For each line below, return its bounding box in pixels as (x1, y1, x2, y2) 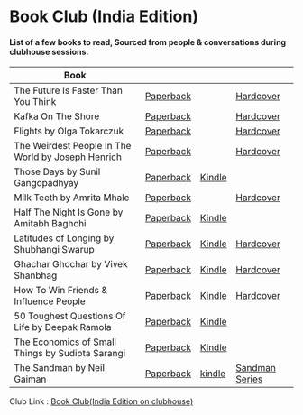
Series (235, 373, 263, 385)
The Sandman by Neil (14, 362, 106, 374)
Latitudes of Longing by (14, 232, 115, 244)
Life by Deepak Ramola (14, 321, 112, 334)
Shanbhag (14, 269, 58, 281)
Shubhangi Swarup (14, 244, 95, 256)
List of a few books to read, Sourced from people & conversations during (9, 36, 287, 47)
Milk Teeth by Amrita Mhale (14, 191, 130, 204)
